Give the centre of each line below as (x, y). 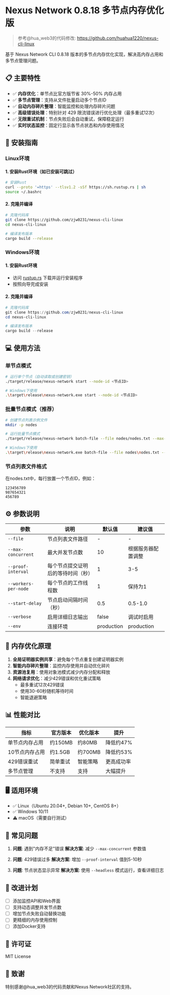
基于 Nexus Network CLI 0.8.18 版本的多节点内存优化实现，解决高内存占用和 (84, 54)
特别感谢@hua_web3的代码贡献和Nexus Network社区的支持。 (70, 987)
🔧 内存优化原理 (28, 646)
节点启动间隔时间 (68, 600)
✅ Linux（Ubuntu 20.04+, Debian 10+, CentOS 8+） (67, 806)
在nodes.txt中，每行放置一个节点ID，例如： (51, 478)
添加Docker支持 (29, 927)
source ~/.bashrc (24, 192)
